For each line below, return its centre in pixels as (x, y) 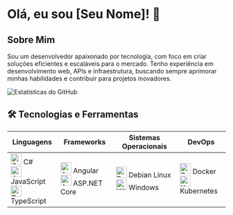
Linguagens (32, 141)
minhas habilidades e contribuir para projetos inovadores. (89, 78)
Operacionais (145, 146)
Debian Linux (149, 175)
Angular (86, 171)
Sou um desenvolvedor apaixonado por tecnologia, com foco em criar (107, 56)
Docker (204, 171)
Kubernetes (199, 191)
